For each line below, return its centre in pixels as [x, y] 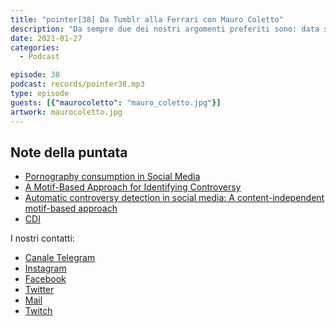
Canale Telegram [60, 258]
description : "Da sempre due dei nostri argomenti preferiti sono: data [165, 29]
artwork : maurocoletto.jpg [66, 112]
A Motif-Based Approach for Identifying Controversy [133, 187]
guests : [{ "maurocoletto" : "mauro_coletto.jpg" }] [116, 102]
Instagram [45, 268]
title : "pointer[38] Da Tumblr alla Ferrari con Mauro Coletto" [147, 19]
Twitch [38, 311]
